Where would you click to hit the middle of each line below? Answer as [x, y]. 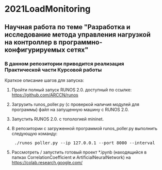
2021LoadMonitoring [48, 9]
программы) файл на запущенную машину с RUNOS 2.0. [70, 109]
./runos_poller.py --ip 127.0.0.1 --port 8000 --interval [85, 143]
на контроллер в [31, 42]
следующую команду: [34, 133]
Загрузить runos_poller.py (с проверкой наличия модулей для [75, 104]
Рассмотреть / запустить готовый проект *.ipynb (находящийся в [79, 152]
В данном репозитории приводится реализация [64, 63]
